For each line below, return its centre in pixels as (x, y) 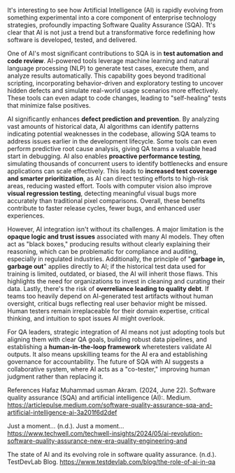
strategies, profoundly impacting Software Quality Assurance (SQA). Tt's (112, 25)
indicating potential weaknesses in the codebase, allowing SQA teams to (112, 134)
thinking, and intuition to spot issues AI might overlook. (86, 318)
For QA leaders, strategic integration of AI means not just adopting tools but (116, 332)
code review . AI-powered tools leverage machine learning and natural (108, 61)
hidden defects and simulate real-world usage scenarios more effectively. (113, 91)
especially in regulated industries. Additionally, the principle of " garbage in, (116, 259)
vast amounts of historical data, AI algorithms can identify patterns (103, 126)
